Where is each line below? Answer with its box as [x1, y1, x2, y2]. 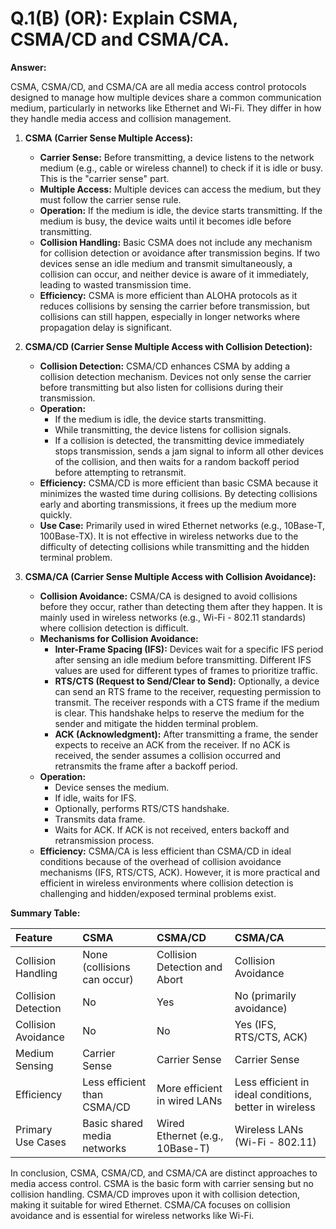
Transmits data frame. [54, 813, 146, 825]
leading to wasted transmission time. [39, 278, 192, 291]
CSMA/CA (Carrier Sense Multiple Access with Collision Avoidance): [24, 570, 317, 582]
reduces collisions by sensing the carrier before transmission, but [39, 300, 310, 312]
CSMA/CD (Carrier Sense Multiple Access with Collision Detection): [24, 340, 313, 352]
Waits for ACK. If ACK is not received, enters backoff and [54, 823, 290, 836]
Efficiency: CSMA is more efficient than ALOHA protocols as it [39, 289, 298, 301]
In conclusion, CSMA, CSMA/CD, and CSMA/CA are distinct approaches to [10, 1167, 318, 1179]
